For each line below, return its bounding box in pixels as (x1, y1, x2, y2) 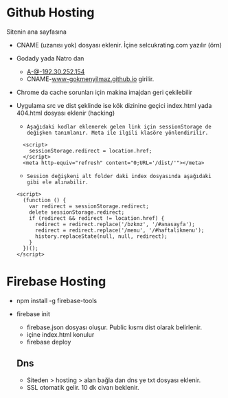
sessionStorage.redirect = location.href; (29, 147, 152, 154)
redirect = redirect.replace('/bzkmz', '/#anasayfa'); (34, 221, 196, 228)
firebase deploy (26, 338, 71, 346)
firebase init (16, 309, 51, 318)
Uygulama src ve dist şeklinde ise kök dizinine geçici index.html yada (16, 101, 212, 109)
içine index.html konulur (26, 330, 95, 338)
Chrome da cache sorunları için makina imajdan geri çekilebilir (16, 88, 193, 96)
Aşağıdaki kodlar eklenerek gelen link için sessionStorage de (26, 123, 212, 130)
